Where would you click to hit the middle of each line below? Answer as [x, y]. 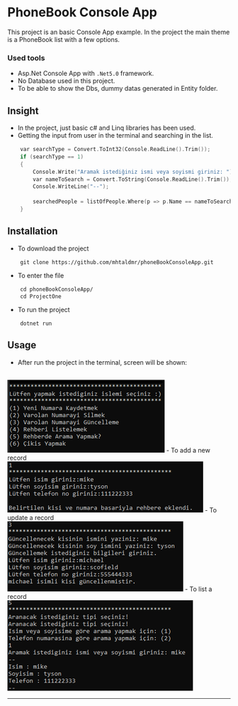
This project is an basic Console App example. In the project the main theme [119, 32]
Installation [33, 231]
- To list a [198, 589]
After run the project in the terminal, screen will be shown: [102, 362]
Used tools [26, 57]
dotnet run [36, 324]
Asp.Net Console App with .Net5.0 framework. [86, 73]
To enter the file [41, 275]
